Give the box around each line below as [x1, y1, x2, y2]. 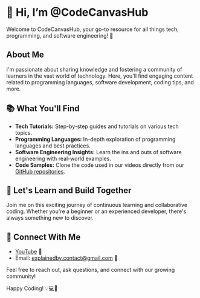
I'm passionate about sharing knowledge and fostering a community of [6, 66, 182, 73]
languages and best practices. [15, 142, 91, 149]
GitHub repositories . [15, 168, 65, 175]
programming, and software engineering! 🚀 [6, 32, 114, 39]
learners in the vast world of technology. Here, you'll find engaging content [6, 72, 193, 80]
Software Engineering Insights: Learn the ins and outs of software [15, 148, 182, 155]
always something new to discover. [6, 214, 94, 222]
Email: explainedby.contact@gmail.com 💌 [15, 254, 118, 262]
